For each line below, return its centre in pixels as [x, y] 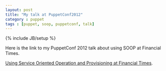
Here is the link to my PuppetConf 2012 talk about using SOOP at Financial [83, 48]
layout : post [19, 10]
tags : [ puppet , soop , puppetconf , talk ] [50, 24]
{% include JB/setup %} [31, 38]
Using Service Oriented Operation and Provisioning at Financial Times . [79, 63]
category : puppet [25, 19]
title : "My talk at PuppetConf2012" [44, 15]
